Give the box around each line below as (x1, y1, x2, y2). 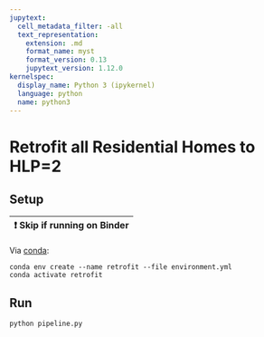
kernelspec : (9, 72, 54, 82)
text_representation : (17, 30, 99, 39)
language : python (17, 89, 83, 98)
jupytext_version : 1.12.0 (25, 64, 124, 73)
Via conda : (9, 246, 50, 256)
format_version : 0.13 (25, 55, 107, 64)
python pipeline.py (9, 319, 83, 329)
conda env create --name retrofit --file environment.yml (9, 263, 232, 272)
